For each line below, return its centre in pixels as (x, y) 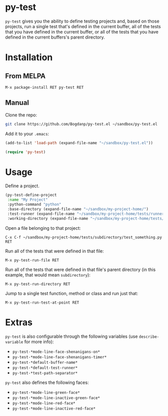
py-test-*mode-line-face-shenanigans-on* (56, 352)
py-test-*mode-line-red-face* (44, 403)
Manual (17, 103)
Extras (19, 322)
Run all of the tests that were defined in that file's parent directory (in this (80, 269)
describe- (149, 337)
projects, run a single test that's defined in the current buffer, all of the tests (83, 26)
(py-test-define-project (31, 195)
